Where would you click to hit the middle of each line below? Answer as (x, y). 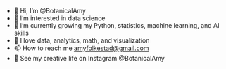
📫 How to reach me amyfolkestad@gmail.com (81, 48)
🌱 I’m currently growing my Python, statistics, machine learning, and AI (117, 25)
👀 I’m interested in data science (59, 18)
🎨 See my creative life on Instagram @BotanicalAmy (89, 58)
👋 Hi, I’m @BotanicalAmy (50, 11)
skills (21, 33)
